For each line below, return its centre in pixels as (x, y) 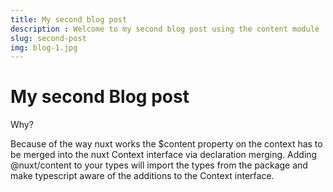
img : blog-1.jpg (44, 47)
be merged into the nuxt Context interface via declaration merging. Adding (164, 155)
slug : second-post (48, 38)
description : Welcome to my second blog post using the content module (165, 29)
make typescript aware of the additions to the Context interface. (142, 176)
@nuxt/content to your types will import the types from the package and (159, 165)
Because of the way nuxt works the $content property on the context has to (166, 144)
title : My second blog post (69, 19)
